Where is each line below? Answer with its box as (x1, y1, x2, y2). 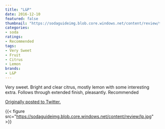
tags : (5, 43, 16, 48)
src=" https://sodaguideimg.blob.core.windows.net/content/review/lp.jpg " (5, 113, 154, 119)
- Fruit (5, 52, 21, 58)
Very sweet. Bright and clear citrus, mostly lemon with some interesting (5, 84, 150, 90)
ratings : (5, 35, 23, 40)
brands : (5, 66, 21, 71)
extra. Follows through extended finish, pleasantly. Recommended (5, 89, 139, 95)
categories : (5, 25, 29, 30)
